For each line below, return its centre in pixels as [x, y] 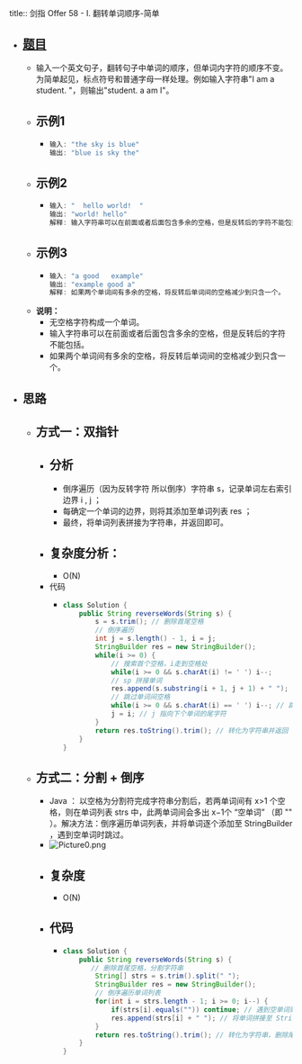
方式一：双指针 [77, 432]
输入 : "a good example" [96, 276]
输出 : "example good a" [93, 284]
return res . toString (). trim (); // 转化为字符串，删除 [191, 1035]
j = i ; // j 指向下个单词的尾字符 [169, 714]
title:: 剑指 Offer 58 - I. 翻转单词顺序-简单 [84, 13]
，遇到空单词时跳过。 [89, 834]
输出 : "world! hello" [88, 214]
